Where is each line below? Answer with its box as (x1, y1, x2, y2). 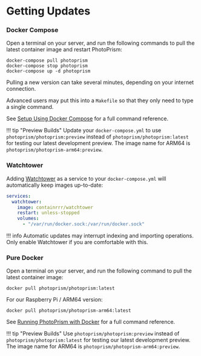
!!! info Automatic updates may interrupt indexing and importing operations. (6, 232, 194, 239)
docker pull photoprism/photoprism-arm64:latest (6, 308, 131, 314)
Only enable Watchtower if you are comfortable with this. (6, 239, 148, 246)
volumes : (17, 216, 39, 222)
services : (6, 193, 31, 199)
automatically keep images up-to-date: (6, 181, 104, 189)
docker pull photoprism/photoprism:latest (6, 285, 115, 291)
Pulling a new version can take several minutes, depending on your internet (6, 79, 194, 86)
